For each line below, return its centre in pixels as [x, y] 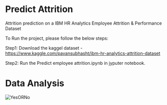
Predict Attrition [39, 9]
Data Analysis [35, 83]
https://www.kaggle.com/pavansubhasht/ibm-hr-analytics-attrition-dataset [83, 53]
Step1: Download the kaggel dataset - [44, 48]
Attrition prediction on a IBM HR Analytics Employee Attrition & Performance [83, 23]
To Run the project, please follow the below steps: [57, 38]
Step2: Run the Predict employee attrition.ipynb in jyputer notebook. [75, 63]
